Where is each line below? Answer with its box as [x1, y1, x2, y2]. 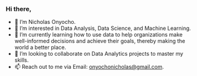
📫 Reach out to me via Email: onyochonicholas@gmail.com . [14, 63, 164, 71]
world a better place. [14, 44, 66, 51]
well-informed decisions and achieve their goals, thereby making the [14, 38, 186, 45]
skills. [14, 56, 29, 64]
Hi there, [5, 5, 31, 13]
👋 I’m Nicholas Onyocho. [14, 19, 76, 26]
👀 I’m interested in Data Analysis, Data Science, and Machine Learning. [14, 25, 192, 32]
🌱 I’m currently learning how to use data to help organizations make [14, 31, 182, 38]
